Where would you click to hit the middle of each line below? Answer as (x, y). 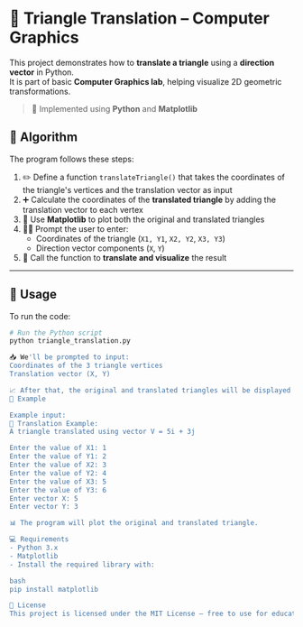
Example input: (38, 415)
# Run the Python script (56, 333)
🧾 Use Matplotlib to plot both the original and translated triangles (143, 219)
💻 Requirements (39, 539)
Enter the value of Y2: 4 (58, 473)
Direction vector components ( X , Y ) (100, 248)
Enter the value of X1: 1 (58, 448)
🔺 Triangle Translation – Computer (140, 18)
